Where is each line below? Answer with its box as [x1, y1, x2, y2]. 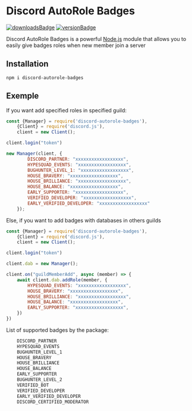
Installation [6, 59, 49, 69]
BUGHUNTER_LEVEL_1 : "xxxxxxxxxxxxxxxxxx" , [27, 167, 134, 173]
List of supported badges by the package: [6, 326, 109, 334]
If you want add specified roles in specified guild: [6, 106, 127, 114]
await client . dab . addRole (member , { [17, 277, 108, 283]
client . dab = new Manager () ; [6, 261, 78, 267]
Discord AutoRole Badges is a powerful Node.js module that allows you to [6, 35, 187, 42]
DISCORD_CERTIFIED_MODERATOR [17, 399, 89, 405]
